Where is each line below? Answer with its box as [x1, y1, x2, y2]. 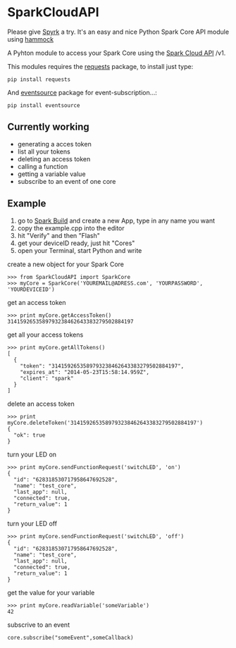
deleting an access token [17, 154, 91, 163]
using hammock [7, 35, 54, 43]
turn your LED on [7, 450, 57, 459]
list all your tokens [17, 147, 70, 156]
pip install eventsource [7, 101, 80, 109]
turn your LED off [7, 519, 58, 528]
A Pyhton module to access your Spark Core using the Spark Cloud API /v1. [7, 49, 226, 57]
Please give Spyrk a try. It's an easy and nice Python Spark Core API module [7, 27, 230, 36]
